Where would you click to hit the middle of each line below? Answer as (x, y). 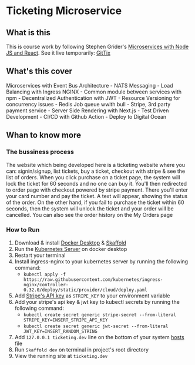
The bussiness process (40, 152)
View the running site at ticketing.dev (61, 356)
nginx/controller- (46, 284)
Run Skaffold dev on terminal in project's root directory (81, 349)
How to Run (23, 230)
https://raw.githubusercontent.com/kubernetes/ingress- (93, 279)
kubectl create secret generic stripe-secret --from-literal (100, 315)
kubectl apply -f (45, 274)
